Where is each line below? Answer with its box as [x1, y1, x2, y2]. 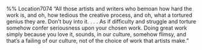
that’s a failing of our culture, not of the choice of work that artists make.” [6, 37, 189, 44]
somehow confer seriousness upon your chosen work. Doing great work [6, 24, 187, 31]
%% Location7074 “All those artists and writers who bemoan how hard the [6, 5, 192, 12]
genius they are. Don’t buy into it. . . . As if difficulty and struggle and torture [6, 18, 197, 25]
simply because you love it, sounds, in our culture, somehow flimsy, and [6, 31, 186, 38]
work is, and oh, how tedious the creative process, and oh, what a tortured [6, 11, 193, 19]
